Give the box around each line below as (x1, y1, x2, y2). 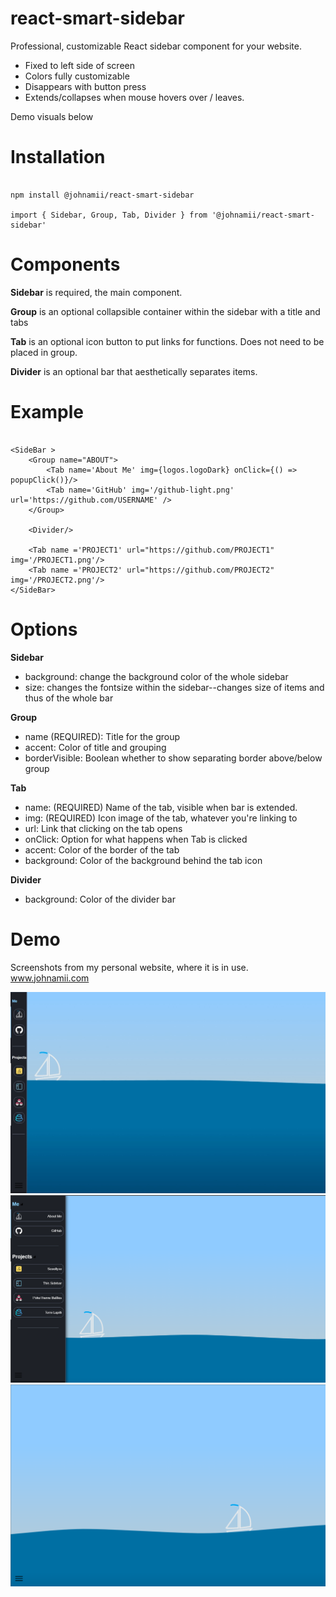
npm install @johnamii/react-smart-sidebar (10, 190, 195, 200)
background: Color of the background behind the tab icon (24, 854, 263, 866)
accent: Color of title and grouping (24, 741, 167, 753)
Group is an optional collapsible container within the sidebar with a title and (10, 305, 321, 317)
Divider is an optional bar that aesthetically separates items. (10, 365, 258, 377)
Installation (10, 146, 106, 169)
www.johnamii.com (10, 972, 90, 984)
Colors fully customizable (24, 70, 130, 82)
